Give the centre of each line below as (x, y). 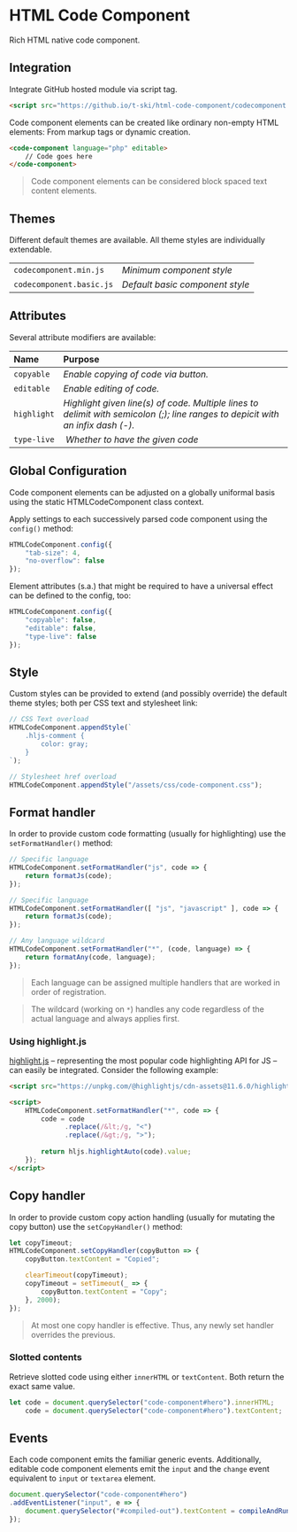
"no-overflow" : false (65, 561)
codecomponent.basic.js (64, 285)
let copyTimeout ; (41, 1243)
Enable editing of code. (111, 388)
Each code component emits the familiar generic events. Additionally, (135, 1459)
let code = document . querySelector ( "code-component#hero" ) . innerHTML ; (142, 1402)
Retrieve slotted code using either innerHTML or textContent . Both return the (147, 1376)
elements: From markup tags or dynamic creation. (100, 132)
